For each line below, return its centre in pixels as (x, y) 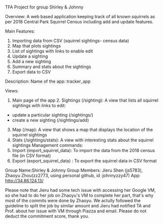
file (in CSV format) (31, 156)
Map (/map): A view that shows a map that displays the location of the (82, 130)
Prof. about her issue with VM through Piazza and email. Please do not (76, 211)
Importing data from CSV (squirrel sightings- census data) (71, 41)
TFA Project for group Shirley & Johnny (44, 7)
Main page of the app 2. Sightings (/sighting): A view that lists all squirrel (85, 100)
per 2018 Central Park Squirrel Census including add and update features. (79, 22)
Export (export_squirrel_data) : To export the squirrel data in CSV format (84, 161)
